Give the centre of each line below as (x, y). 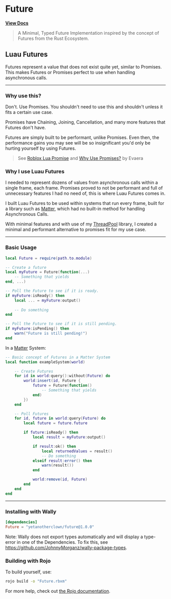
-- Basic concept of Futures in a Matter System (58, 357)
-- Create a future (26, 267)
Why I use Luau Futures (35, 171)
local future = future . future (55, 423)
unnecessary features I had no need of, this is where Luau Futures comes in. (85, 193)
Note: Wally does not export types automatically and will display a (74, 537)
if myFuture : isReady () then (35, 295)
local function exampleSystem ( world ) (45, 362)
